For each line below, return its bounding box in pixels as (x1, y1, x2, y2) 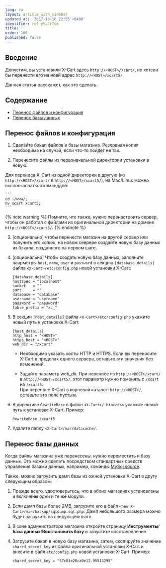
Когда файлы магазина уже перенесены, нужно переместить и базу (5, 453, 151, 459)
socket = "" (12, 283, 42, 289)
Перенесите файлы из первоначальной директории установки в (12, 157, 149, 163)
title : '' (5, 26, 26, 31)
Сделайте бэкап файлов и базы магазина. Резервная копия (12, 142, 139, 148)
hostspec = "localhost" (12, 279, 62, 284)
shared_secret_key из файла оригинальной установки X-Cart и (12, 544, 144, 550)
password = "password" (12, 301, 60, 306)
